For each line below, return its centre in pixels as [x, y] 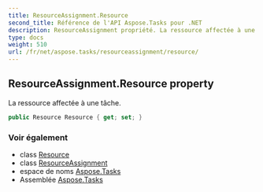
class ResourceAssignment [63, 163]
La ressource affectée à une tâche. [65, 102]
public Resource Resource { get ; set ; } [76, 117]
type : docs [26, 37]
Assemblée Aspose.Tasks [61, 179]
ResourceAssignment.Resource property [111, 84]
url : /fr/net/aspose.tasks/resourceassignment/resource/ [104, 52]
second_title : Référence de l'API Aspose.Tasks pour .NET [105, 23]
